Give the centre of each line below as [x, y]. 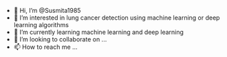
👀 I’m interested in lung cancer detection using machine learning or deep [117, 18]
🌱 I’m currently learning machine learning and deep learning [99, 32]
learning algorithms [41, 25]
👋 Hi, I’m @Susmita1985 [47, 11]
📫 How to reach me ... [45, 47]
